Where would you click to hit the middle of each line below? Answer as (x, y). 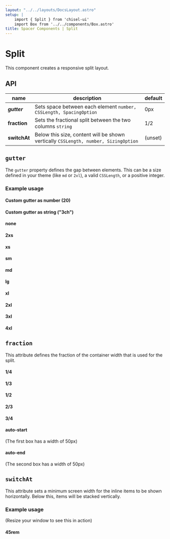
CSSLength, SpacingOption (66, 112)
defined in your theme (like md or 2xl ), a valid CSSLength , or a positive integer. (85, 175)
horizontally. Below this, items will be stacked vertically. (63, 496)
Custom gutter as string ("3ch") (39, 212)
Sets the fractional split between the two (82, 120)
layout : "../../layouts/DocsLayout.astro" (51, 10)
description (87, 98)
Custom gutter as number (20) (38, 200)
